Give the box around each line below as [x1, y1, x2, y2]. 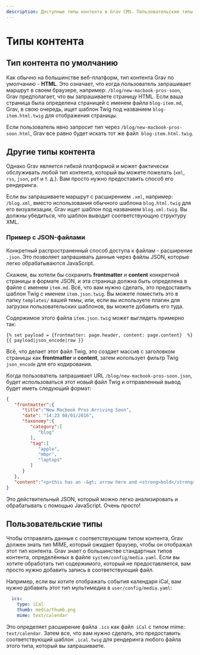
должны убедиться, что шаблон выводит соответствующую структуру [6, 212, 186, 219]
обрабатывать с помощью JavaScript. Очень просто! [6, 501, 141, 509]
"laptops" [37, 457, 62, 463]
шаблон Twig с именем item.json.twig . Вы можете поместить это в [6, 290, 179, 297]
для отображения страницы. [45, 111, 118, 119]
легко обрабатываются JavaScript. [6, 260, 95, 267]
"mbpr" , [37, 451, 58, 457]
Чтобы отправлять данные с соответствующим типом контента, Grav [6, 535, 183, 542]
